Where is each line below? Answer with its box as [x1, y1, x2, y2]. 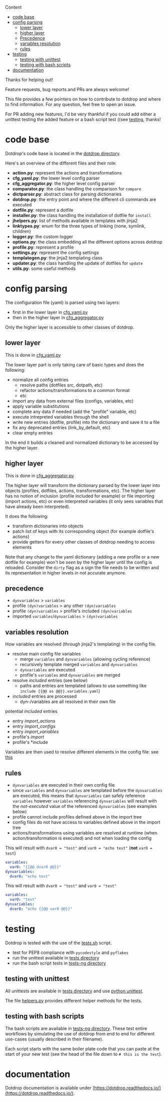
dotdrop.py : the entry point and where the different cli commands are [12, 196, 156, 202]
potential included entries [5, 708, 57, 714]
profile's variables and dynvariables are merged [19, 672, 120, 678]
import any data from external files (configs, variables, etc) [12, 397, 134, 404]
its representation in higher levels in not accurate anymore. [5, 569, 126, 575]
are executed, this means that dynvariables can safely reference [12, 792, 145, 798]
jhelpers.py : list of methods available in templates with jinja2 [12, 217, 138, 223]
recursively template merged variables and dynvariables [19, 661, 138, 667]
